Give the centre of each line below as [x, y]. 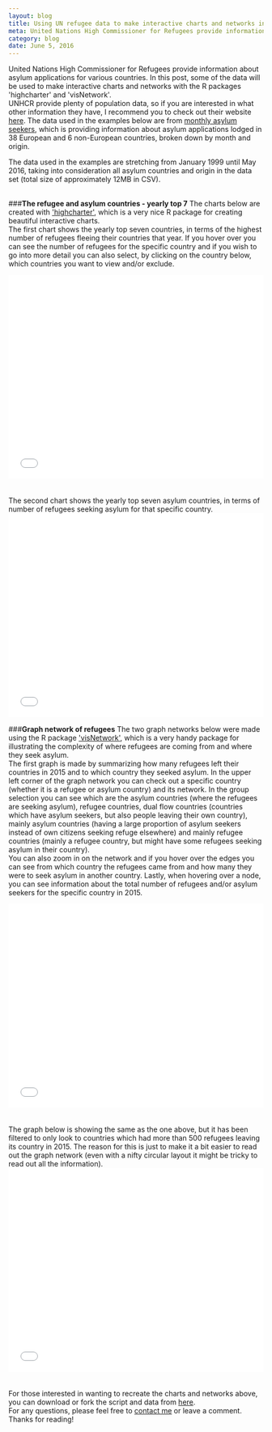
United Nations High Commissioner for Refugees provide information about [134, 69]
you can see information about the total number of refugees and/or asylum [133, 884]
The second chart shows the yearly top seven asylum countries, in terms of [134, 501]
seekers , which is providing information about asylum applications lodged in [135, 130]
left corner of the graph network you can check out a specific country [125, 780]
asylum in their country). [49, 849]
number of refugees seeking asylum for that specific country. [110, 509]
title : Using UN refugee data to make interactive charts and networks [132, 23]
